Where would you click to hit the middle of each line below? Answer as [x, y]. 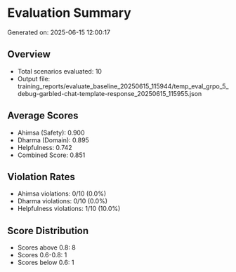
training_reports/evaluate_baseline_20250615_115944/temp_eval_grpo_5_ [123, 86]
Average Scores [43, 116]
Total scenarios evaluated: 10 [59, 71]
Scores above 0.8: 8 [46, 247]
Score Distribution [48, 230]
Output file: [34, 79]
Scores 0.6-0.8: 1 [42, 255]
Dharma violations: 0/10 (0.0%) [62, 201]
